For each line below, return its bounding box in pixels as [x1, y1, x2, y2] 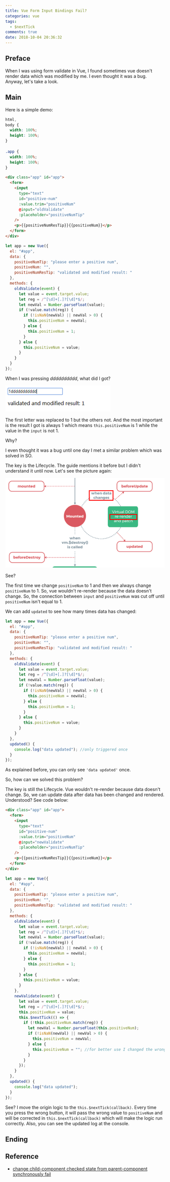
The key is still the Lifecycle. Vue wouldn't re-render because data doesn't [5, 786, 161, 793]
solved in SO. [5, 452, 33, 458]
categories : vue [5, 13, 39, 19]
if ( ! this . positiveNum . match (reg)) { [23, 1020, 103, 1026]
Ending [5, 1135, 28, 1144]
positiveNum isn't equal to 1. [5, 598, 63, 605]
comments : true [5, 29, 37, 35]
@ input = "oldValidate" [18, 207, 65, 212]
